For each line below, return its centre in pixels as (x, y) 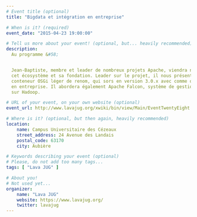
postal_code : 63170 (40, 140)
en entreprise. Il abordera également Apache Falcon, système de (93, 87)
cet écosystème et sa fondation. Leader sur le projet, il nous (91, 76)
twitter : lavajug (38, 205)
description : (22, 49)
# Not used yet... (28, 183)
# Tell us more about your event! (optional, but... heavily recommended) (99, 44)
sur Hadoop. (26, 92)
